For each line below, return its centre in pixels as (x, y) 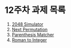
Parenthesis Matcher (33, 35)
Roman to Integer (29, 40)
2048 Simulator (28, 24)
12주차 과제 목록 (35, 10)
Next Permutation (30, 29)
